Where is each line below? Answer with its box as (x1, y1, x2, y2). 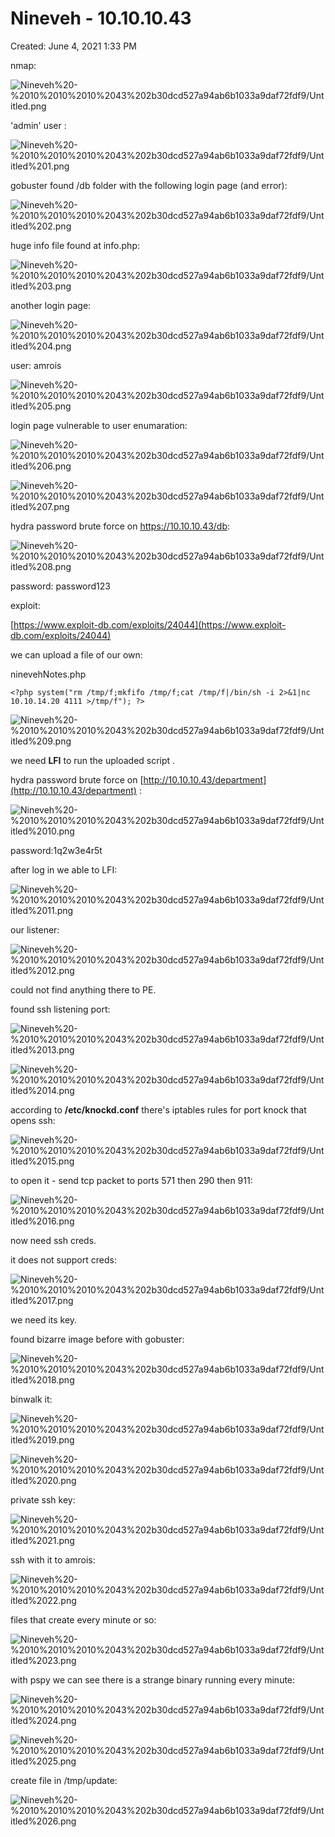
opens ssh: (10, 1114, 56, 1126)
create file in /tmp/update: (10, 1774, 118, 1786)
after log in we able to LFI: (10, 863, 118, 876)
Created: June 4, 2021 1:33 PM (10, 40, 137, 52)
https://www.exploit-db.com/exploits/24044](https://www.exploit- (13, 618, 287, 631)
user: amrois (10, 359, 62, 371)
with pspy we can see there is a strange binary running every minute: (10, 1673, 296, 1686)
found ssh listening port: (10, 1003, 111, 1015)
